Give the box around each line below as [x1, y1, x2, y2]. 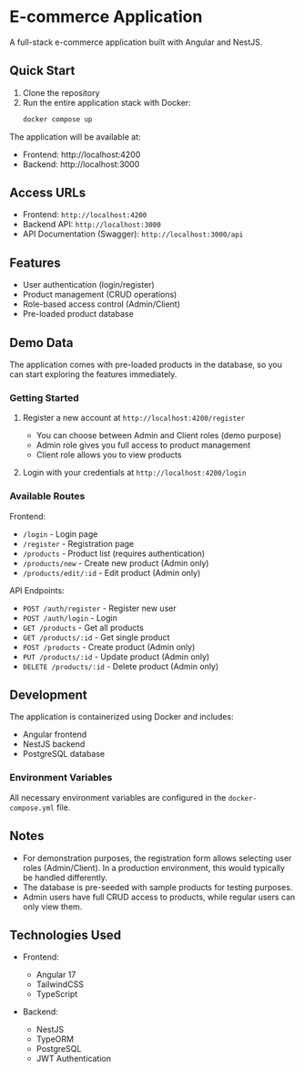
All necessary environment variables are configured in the [9, 792, 227, 803]
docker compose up [22, 114, 93, 124]
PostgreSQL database [22, 749, 106, 760]
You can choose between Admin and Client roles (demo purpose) [35, 430, 282, 441]
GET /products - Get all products [22, 622, 144, 633]
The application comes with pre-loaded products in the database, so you [9, 359, 283, 371]
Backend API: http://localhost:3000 [22, 219, 161, 230]
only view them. [22, 901, 83, 912]
